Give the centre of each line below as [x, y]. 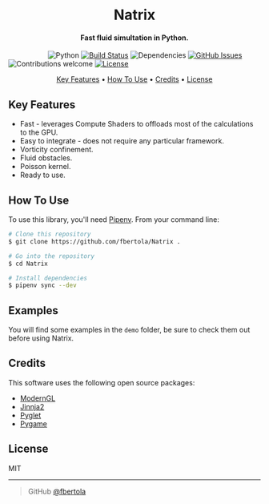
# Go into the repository [51, 256]
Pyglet [30, 415]
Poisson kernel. [45, 167]
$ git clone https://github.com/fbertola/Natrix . [94, 241]
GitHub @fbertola [57, 491]
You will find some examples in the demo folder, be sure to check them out [129, 330]
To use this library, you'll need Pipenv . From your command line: [114, 220]
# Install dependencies [48, 278]
